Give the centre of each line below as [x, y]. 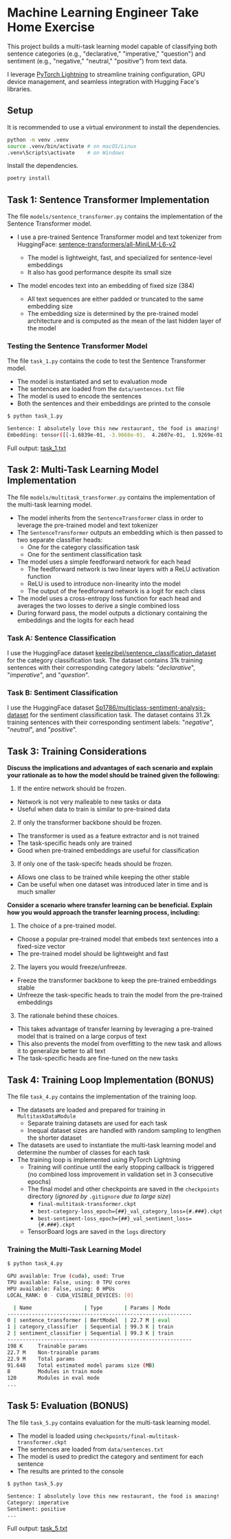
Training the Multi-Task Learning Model [75, 1249]
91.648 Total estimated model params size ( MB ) [81, 1365]
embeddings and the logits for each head [75, 620]
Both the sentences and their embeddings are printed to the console [114, 403]
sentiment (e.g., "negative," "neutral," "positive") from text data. [97, 61]
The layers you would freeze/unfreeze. [72, 967]
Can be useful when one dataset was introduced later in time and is [112, 884]
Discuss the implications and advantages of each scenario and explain [110, 768]
